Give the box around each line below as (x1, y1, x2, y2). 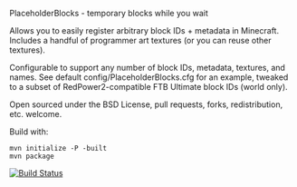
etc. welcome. (9, 109, 62, 119)
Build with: (9, 126, 49, 137)
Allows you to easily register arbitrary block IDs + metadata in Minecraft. (9, 25, 279, 35)
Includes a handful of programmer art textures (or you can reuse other (9, 35, 272, 45)
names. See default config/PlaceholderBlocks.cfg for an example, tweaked (9, 72, 289, 83)
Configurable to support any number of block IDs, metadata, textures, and (9, 63, 285, 73)
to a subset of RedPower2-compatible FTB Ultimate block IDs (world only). (9, 82, 288, 92)
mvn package (9, 152, 54, 161)
